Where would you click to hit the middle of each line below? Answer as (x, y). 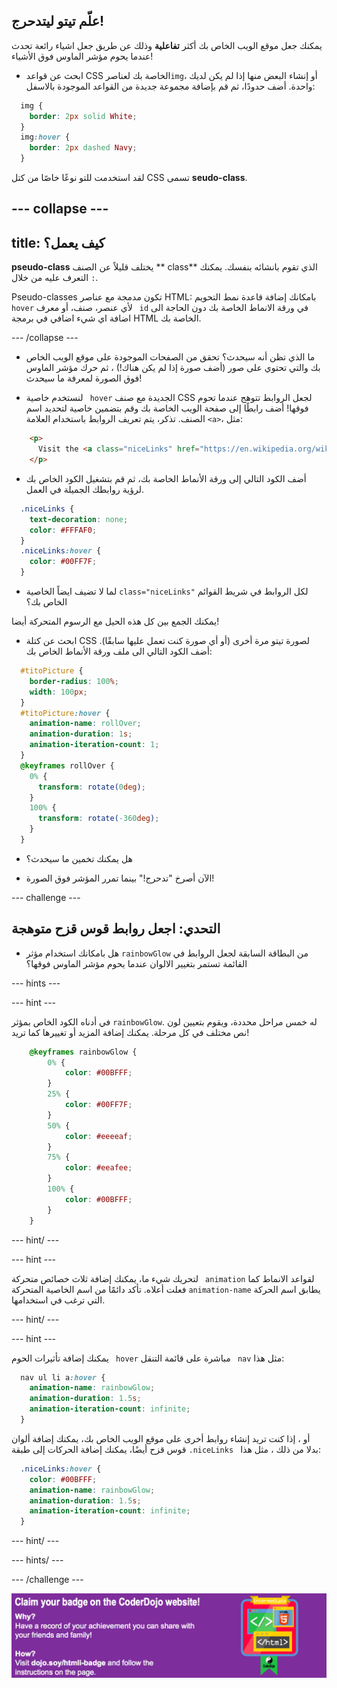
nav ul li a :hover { (63, 1377)
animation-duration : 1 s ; (81, 734)
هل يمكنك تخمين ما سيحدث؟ (79, 858)
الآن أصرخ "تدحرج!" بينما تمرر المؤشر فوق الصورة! (120, 878)
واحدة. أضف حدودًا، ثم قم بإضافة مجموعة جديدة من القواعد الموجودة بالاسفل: (170, 86)
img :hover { (45, 137)
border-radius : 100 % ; (74, 681)
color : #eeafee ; (98, 1168)
